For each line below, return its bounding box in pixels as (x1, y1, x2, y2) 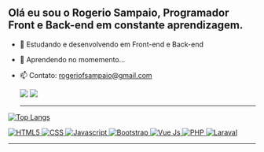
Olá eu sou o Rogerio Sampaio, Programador (8, 6, 229, 20)
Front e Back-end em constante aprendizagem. (8, 19, 244, 32)
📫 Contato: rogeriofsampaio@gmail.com (19, 70, 152, 80)
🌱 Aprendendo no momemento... (19, 54, 126, 64)
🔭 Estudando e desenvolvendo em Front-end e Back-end (19, 39, 204, 49)
